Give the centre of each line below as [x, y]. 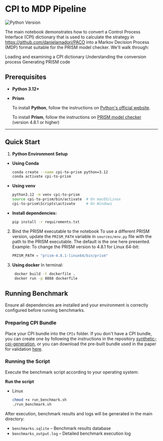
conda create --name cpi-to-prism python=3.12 [60, 172]
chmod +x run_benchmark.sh [39, 400]
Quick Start [23, 142]
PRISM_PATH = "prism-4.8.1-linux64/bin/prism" [60, 255]
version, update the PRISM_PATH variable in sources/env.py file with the [82, 236]
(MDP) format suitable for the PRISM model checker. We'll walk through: [77, 47]
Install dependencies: [34, 213]
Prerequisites [26, 77]
